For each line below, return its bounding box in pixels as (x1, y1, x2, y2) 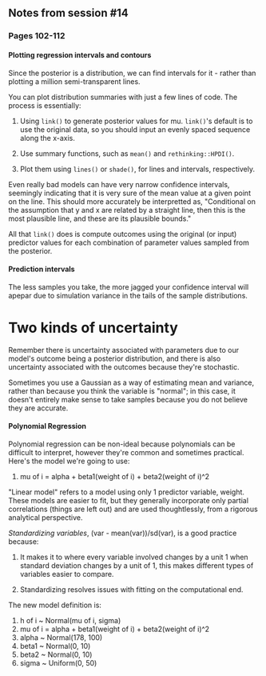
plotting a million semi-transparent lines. (8, 76, 141, 86)
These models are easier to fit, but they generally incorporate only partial (8, 495, 249, 505)
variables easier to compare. (19, 569, 114, 578)
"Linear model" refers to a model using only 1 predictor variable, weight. (8, 487, 245, 497)
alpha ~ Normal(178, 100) (19, 632, 103, 642)
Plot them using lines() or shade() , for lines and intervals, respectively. (19, 164, 256, 174)
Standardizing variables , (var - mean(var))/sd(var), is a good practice (8, 528, 237, 538)
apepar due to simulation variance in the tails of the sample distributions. (8, 290, 248, 300)
